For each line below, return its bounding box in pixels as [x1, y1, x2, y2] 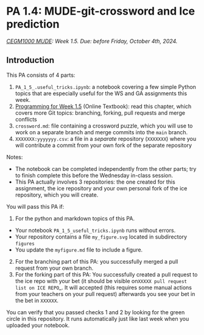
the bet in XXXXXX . [15, 297, 59, 304]
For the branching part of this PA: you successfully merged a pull [15, 258, 178, 265]
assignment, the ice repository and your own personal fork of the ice [15, 184, 188, 192]
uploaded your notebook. [6, 322, 70, 329]
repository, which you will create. [15, 191, 99, 198]
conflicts [15, 115, 38, 123]
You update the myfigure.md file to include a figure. [15, 246, 143, 253]
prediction [6, 17, 60, 31]
